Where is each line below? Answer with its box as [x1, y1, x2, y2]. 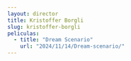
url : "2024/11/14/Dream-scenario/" [20, 43, 125, 50]
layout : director [7, 10, 59, 18]
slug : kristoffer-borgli [7, 23, 81, 30]
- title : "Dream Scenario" [13, 36, 93, 43]
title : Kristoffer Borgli [7, 17, 84, 24]
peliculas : [7, 29, 40, 37]
